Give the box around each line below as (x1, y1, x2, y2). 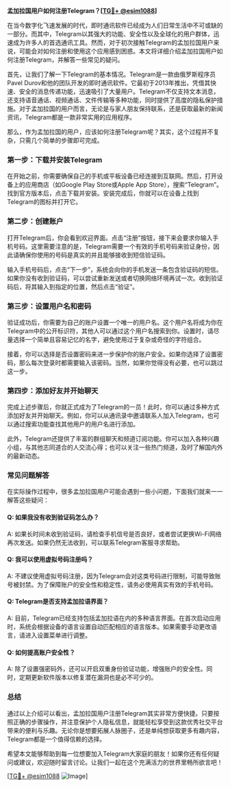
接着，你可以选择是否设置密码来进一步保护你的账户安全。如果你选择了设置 (7, 350, 217, 358)
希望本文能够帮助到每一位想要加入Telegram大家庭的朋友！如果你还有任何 (7, 749, 214, 757)
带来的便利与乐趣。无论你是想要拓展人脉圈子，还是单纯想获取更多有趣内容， (7, 726, 223, 734)
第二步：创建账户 (7, 216, 64, 226)
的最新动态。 (7, 452, 43, 460)
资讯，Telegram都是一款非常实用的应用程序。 (7, 113, 136, 121)
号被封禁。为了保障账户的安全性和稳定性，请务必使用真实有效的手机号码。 (7, 580, 217, 589)
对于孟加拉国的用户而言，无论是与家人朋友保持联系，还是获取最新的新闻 (18, 104, 223, 113)
